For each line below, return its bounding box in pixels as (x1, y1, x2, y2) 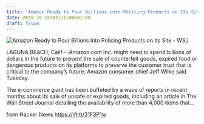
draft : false (6, 20, 39, 26)
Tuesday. (6, 74, 29, 82)
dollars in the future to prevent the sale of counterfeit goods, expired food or (6, 55, 197, 63)
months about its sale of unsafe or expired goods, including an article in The (6, 92, 197, 100)
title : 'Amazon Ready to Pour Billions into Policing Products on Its (6, 9, 189, 15)
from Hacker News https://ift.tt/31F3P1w (6, 111, 106, 119)
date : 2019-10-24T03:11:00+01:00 (6, 15, 91, 21)
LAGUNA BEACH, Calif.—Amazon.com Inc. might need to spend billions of (6, 49, 191, 56)
